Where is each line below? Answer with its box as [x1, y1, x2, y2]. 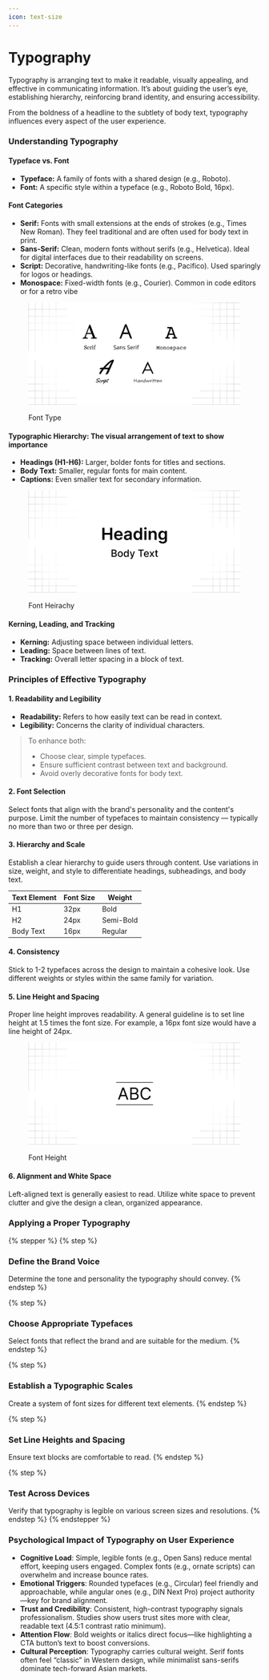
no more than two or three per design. [8, 822, 134, 831]
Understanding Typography [8, 136, 118, 147]
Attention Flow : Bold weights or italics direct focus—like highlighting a [19, 1630, 252, 1639]
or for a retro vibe [19, 286, 78, 296]
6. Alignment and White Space [8, 1171, 112, 1181]
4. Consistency [8, 947, 60, 957]
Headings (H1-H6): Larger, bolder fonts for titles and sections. [19, 458, 226, 467]
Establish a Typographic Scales [8, 1380, 134, 1391]
